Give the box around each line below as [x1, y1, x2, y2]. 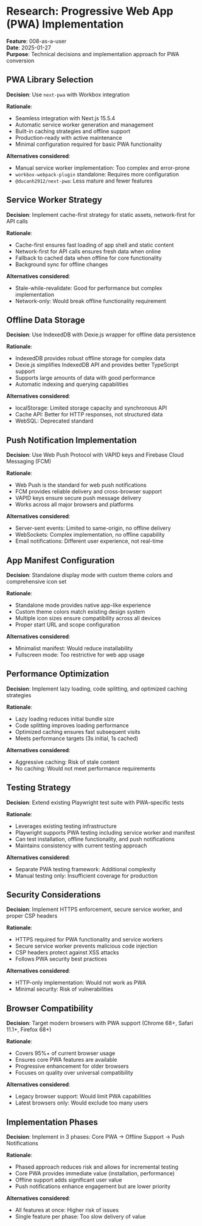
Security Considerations [6, 890, 102, 900]
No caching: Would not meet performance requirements [15, 764, 156, 772]
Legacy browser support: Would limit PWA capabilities [15, 1093, 151, 1100]
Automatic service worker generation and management [15, 121, 154, 128]
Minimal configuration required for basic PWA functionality [15, 140, 162, 148]
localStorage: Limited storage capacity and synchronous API [15, 404, 167, 412]
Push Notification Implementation [6, 435, 137, 445]
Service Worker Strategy [6, 195, 102, 205]
